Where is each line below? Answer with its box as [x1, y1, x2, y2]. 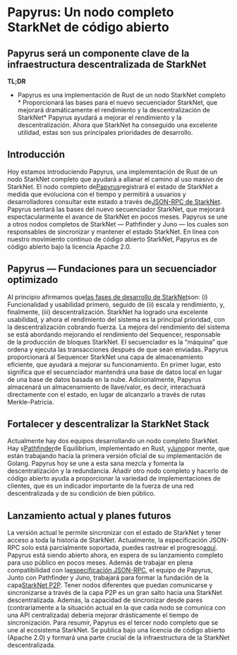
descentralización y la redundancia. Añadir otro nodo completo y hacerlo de [7, 467, 229, 475]
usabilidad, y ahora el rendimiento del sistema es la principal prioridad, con [7, 315, 226, 323]
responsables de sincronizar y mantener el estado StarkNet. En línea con [7, 227, 219, 236]
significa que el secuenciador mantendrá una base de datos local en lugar [7, 368, 223, 376]
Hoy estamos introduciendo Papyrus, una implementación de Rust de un [7, 167, 217, 176]
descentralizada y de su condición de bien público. [7, 489, 156, 498]
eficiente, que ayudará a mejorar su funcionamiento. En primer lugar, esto [7, 360, 221, 368]
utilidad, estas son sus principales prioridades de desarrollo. [17, 128, 193, 136]
